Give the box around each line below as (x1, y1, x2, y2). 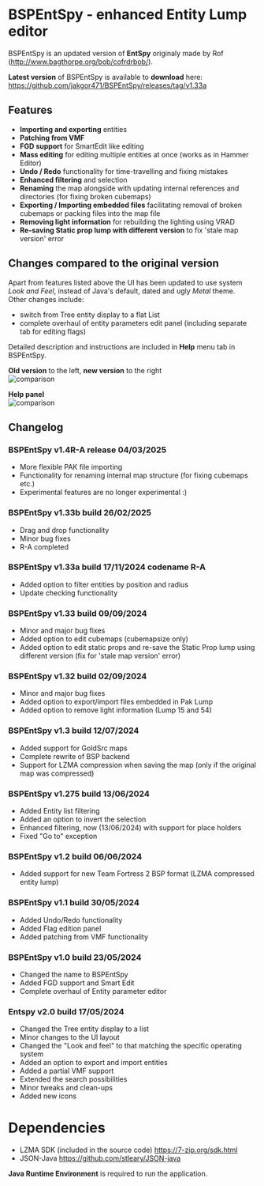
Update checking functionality (19, 587, 118, 598)
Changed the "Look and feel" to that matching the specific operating (19, 1041, 243, 1051)
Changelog (8, 421, 64, 434)
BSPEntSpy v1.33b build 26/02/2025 (8, 508, 152, 519)
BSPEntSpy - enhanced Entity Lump (8, 6, 247, 24)
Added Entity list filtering (19, 806, 100, 816)
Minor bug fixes (19, 534, 71, 543)
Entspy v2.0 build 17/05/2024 (8, 1006, 125, 1017)
